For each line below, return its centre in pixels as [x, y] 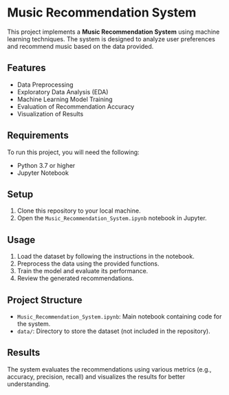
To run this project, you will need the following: [73, 152]
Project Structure [45, 300]
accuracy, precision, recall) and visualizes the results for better [96, 376]
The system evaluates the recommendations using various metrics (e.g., [109, 369]
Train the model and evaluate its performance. [83, 271]
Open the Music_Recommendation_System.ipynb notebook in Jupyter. [112, 218]
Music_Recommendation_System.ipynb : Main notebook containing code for [119, 317]
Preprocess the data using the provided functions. [88, 264]
